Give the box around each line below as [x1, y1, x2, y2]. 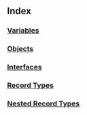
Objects [7, 44, 34, 54]
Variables [7, 26, 39, 35]
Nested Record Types [7, 99, 80, 108]
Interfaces [7, 63, 42, 72]
